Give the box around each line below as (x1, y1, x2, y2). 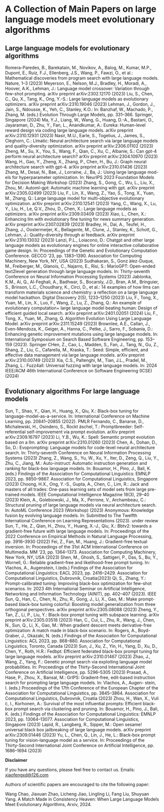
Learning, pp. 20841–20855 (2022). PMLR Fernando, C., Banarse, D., (5, 418, 144, 424)
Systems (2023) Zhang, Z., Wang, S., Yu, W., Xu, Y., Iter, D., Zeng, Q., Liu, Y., (5, 455, 159, 461)
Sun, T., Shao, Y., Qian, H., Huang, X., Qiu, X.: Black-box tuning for (5, 408, 139, 414)
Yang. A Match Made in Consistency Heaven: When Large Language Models (5, 796, 159, 802)
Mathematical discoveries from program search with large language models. (5, 75, 159, 81)
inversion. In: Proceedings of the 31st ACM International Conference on (5, 543, 148, 549)
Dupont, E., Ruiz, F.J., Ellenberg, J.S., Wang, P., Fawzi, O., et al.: (5, 70, 133, 76)
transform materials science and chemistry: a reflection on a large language (5, 289, 158, 295)
